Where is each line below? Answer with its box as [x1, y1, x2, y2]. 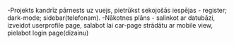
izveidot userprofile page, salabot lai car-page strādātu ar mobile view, [7, 21, 213, 29]
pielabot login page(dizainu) [7, 28, 89, 37]
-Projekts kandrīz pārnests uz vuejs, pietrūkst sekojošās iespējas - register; [7, 6, 228, 14]
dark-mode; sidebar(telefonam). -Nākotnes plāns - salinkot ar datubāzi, [7, 13, 216, 22]
